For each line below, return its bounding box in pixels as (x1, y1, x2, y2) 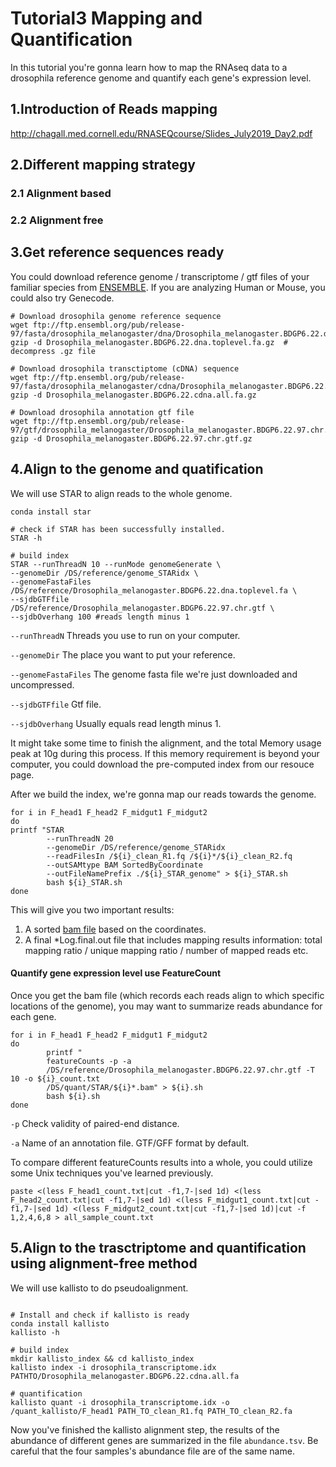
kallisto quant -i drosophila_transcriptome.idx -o (10, 1397, 230, 1407)
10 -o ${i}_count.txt (10, 1073, 101, 1084)
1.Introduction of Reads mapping (10, 101, 218, 118)
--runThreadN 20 (46, 833, 114, 844)
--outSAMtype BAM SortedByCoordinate (46, 860, 203, 870)
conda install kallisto (10, 1318, 110, 1329)
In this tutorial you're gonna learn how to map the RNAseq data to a (10, 61, 288, 73)
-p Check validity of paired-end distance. (10, 1117, 180, 1129)
